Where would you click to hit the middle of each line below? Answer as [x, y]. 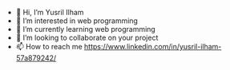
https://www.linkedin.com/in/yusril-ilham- [153, 47]
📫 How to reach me [49, 47]
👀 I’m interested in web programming [77, 21]
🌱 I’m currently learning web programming [86, 29]
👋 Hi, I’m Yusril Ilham [50, 12]
